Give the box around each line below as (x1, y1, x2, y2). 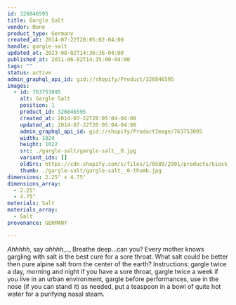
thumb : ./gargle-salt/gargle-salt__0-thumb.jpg (20, 167, 162, 174)
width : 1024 (20, 134, 55, 141)
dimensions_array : (7, 180, 61, 187)
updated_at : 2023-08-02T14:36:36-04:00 (7, 50, 124, 57)
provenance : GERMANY (7, 219, 68, 226)
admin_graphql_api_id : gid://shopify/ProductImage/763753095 (20, 128, 202, 135)
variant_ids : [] (20, 154, 68, 162)
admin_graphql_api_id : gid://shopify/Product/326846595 (7, 75, 174, 83)
